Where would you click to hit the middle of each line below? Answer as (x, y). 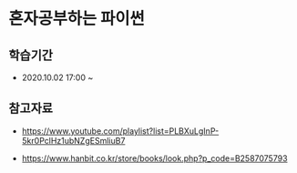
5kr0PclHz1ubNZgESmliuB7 (73, 140)
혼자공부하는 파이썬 (77, 19)
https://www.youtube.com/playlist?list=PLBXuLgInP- (120, 131)
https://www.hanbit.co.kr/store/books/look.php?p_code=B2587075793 (154, 158)
